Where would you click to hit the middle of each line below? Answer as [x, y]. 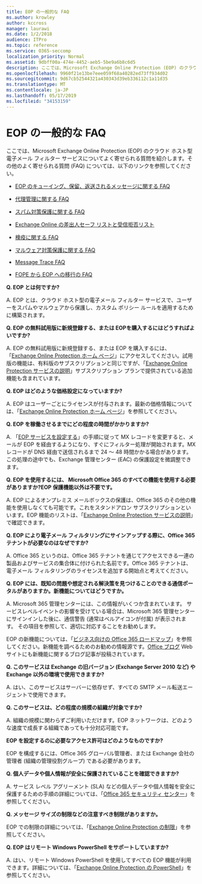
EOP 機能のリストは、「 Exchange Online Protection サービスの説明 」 [110, 515]
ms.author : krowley [31, 17]
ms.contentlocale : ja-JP [37, 90]
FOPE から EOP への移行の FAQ [54, 274]
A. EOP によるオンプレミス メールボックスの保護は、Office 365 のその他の [98, 500]
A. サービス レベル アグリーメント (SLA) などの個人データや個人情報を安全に [101, 786]
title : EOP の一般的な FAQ [38, 12]
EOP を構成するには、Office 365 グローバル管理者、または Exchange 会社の [100, 753]
